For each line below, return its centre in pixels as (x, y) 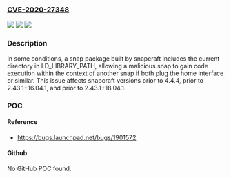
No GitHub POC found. (39, 168)
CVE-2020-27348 (38, 10)
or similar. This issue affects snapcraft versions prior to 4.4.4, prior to (105, 80)
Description (27, 43)
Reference (22, 122)
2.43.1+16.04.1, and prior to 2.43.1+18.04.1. (67, 88)
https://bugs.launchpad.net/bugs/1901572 (77, 137)
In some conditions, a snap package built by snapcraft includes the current (113, 58)
